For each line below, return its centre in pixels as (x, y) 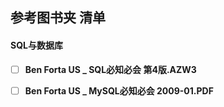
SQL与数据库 (36, 45)
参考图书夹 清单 (58, 18)
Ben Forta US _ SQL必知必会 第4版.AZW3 (110, 69)
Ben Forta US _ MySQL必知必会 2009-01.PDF (119, 90)
